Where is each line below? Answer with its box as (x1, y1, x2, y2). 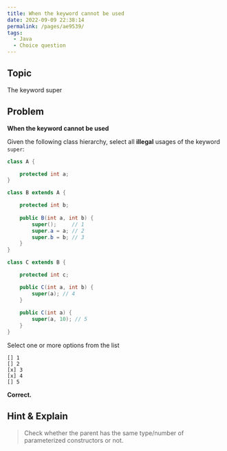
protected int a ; (19, 170, 69, 178)
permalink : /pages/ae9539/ (7, 23, 85, 30)
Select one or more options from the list (7, 341, 120, 349)
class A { (7, 158, 36, 165)
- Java (13, 36, 32, 43)
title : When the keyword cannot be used (7, 10, 125, 17)
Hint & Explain (7, 410, 69, 422)
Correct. (7, 390, 32, 399)
